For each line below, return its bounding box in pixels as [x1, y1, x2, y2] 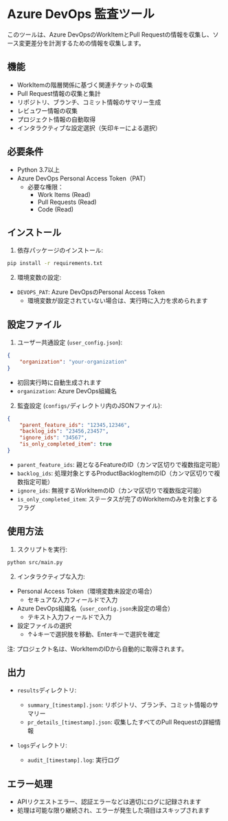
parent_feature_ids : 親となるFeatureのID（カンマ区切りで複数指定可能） [16, 460, 224, 468]
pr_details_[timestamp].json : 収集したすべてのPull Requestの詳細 [27, 718, 215, 727]
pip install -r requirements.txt [7, 260, 103, 267]
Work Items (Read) [37, 190, 91, 198]
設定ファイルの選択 [16, 621, 72, 630]
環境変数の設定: [16, 273, 62, 282]
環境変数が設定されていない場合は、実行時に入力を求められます [27, 297, 208, 305]
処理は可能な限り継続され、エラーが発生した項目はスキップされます [16, 807, 210, 815]
